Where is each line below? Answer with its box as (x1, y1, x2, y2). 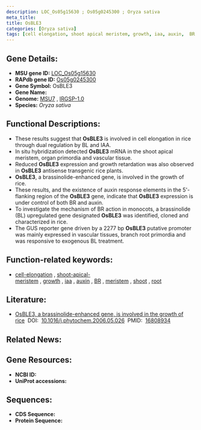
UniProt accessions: (14, 377, 67, 384)
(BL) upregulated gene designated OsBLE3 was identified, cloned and (14, 211, 188, 219)
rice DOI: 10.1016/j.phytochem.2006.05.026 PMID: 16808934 (14, 317, 171, 324)
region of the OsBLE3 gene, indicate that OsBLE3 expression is (36, 192, 194, 199)
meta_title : (6, 14, 36, 20)
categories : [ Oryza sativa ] (6, 25, 77, 32)
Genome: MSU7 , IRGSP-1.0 (14, 95, 84, 102)
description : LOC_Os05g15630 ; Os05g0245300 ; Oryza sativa (6, 8, 161, 15)
